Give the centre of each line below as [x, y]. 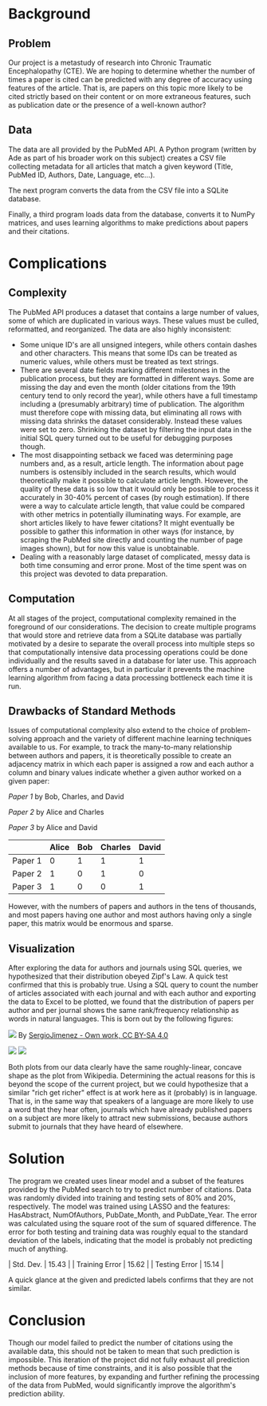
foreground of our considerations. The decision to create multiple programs [132, 626]
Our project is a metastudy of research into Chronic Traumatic [110, 62]
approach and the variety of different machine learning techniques [143, 739]
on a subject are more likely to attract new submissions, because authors [128, 1118]
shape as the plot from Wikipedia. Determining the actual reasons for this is [132, 1076]
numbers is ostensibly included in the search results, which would [128, 471]
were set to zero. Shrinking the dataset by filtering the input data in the [136, 429]
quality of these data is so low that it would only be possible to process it [139, 489]
